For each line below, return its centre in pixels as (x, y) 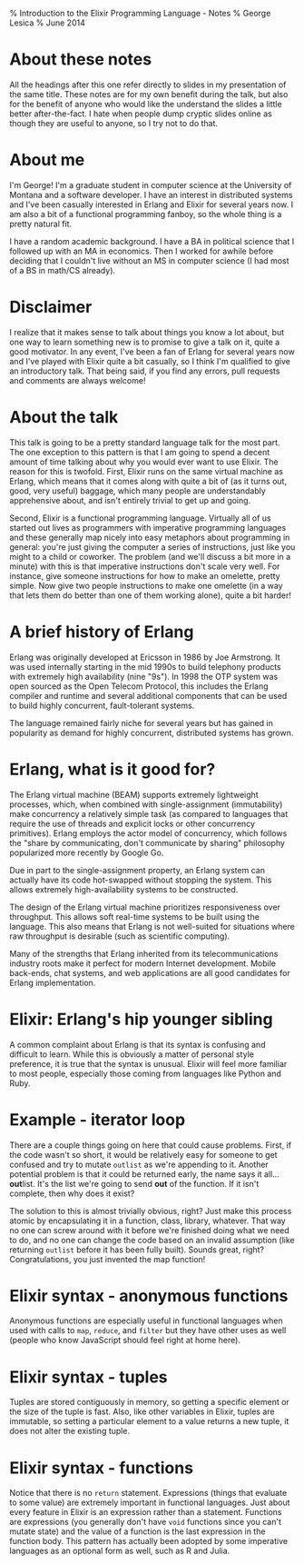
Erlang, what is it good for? (113, 769)
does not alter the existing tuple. (69, 1431)
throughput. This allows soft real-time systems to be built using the (135, 916)
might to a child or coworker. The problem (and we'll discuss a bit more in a (150, 556)
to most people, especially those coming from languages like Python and (145, 1073)
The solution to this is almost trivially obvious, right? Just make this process (151, 1211)
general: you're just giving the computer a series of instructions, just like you (152, 547)
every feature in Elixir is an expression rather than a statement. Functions (146, 1512)
